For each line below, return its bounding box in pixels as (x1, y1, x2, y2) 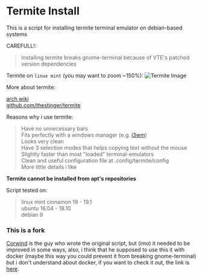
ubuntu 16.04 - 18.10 (21, 205, 71, 212)
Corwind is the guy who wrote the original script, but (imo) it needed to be (6, 239, 191, 247)
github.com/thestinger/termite (6, 101, 81, 109)
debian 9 (21, 211, 43, 218)
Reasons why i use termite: (6, 113, 74, 120)
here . (6, 265, 19, 273)
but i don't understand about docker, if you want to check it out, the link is (6, 259, 190, 266)
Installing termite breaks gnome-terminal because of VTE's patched (21, 54, 190, 61)
